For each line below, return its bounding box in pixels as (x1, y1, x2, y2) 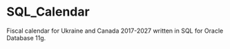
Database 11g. (6, 33, 46, 42)
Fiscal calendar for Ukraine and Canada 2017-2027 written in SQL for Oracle (6, 27, 224, 35)
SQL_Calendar (6, 4, 90, 20)
